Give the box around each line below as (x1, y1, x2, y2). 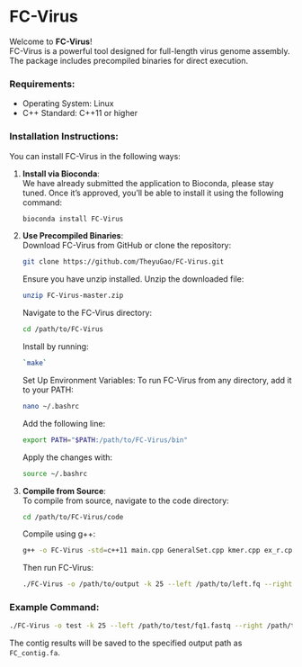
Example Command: (9, 601, 100, 614)
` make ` (22, 358, 48, 368)
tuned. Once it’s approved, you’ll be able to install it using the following (22, 187, 285, 198)
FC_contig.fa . (9, 647, 60, 658)
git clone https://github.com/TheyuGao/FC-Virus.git (22, 257, 225, 266)
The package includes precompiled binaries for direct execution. (9, 55, 249, 66)
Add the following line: (22, 418, 106, 428)
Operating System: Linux (22, 98, 114, 109)
